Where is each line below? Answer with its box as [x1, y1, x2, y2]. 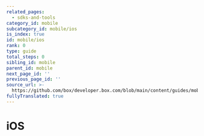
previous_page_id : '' [6, 76, 61, 82]
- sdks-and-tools [12, 15, 56, 21]
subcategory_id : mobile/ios [6, 25, 78, 32]
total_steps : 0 [6, 54, 45, 60]
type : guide [6, 48, 36, 54]
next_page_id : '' [6, 71, 50, 77]
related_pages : [6, 8, 45, 15]
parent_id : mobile [6, 65, 53, 71]
